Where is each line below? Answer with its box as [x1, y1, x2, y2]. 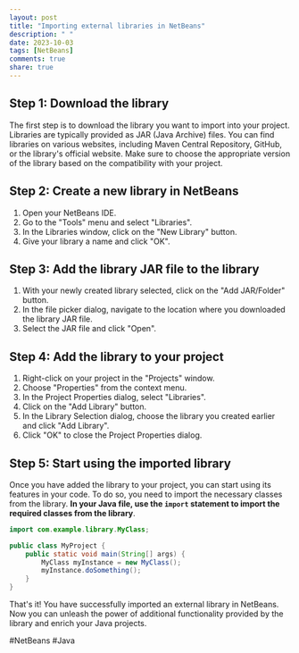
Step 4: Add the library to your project [9, 349, 225, 364]
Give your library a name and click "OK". [21, 236, 170, 247]
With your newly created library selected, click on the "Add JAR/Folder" [21, 285, 286, 296]
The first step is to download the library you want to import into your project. [9, 120, 290, 130]
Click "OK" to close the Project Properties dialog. [21, 430, 203, 440]
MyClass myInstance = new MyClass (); [41, 557, 181, 567]
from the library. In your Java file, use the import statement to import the [9, 498, 280, 509]
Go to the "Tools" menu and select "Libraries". [21, 216, 193, 228]
